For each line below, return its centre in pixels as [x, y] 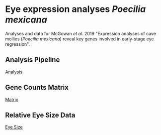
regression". [18, 44]
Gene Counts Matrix [37, 87]
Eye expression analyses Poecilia [76, 9]
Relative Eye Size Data [40, 115]
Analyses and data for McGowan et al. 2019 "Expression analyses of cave [81, 33]
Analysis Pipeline [33, 60]
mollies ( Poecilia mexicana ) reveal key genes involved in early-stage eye [80, 39]
